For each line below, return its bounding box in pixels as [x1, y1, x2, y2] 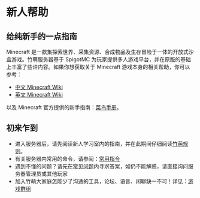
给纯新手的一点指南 [6, 31, 77, 41]
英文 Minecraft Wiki [14, 91, 63, 98]
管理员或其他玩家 [25, 170, 68, 177]
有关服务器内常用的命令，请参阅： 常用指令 [14, 155, 120, 162]
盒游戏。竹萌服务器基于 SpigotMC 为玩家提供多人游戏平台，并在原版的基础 [6, 56, 192, 63]
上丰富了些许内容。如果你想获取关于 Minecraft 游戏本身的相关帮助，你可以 [6, 64, 190, 70]
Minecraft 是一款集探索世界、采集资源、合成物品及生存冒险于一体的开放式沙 [6, 49, 194, 55]
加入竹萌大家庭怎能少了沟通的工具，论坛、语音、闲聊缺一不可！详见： [14, 178, 189, 185]
